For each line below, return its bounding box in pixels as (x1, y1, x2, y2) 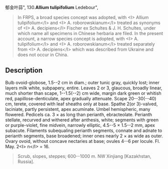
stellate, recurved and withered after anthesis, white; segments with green (5, 117, 159, 123)
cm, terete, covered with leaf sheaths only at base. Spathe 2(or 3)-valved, (5, 101, 158, 107)
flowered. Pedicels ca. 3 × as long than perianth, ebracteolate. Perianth (5, 111, 152, 117)
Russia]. (17, 158, 35, 164)
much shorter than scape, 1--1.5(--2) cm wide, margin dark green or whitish (5, 90, 161, 96)
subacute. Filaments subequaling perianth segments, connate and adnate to (5, 127, 162, 133)
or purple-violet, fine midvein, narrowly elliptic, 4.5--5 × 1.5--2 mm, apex (5, 122, 155, 128)
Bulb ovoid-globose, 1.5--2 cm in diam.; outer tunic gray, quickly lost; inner (5, 79, 159, 85)
